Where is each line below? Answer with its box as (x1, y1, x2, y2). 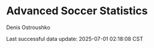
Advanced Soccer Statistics (6, 4, 148, 18)
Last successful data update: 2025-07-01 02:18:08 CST (6, 35, 144, 42)
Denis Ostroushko (6, 24, 51, 31)
